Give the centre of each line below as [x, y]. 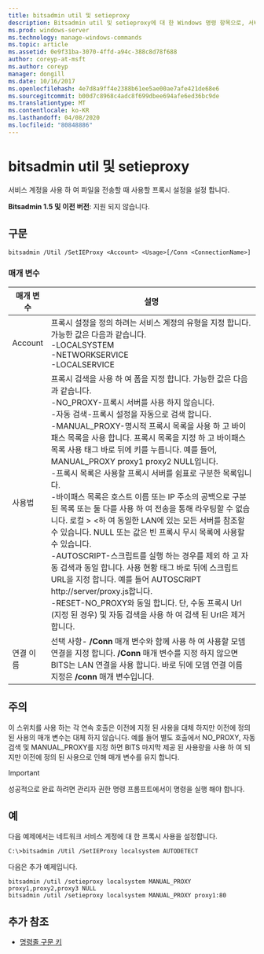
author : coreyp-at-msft [47, 60]
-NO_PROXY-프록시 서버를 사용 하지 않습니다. [132, 402]
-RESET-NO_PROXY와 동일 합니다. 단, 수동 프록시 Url [146, 602]
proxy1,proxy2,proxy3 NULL [52, 889]
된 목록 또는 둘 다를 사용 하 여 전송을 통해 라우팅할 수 [142, 508]
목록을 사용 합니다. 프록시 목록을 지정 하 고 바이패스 [156, 437]
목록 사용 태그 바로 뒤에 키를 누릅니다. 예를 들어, [134, 449]
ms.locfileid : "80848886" [50, 125]
